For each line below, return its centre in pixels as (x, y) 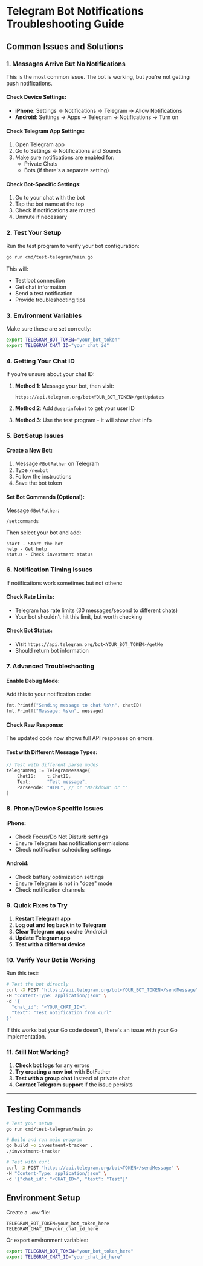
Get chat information (40, 287)
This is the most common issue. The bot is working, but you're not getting (98, 76)
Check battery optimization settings (60, 877)
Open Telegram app (40, 144)
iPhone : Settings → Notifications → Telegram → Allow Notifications (98, 111)
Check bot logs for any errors (52, 1065)
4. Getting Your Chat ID (40, 361)
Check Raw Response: (35, 725)
